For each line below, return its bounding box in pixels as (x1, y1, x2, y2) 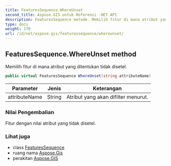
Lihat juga (5, 133, 31, 140)
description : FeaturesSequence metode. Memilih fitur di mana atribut (5, 17, 158, 22)
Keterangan (93, 85, 122, 92)
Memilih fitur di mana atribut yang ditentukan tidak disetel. (5, 63, 127, 69)
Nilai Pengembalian (5, 108, 54, 116)
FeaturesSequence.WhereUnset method (5, 50, 136, 59)
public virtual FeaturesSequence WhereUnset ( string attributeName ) (5, 73, 152, 78)
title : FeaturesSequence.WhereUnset (5, 7, 83, 13)
